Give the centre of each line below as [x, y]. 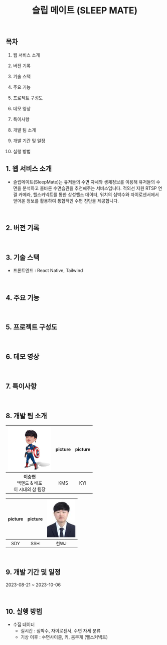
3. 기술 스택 [23, 257]
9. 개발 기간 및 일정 [33, 572]
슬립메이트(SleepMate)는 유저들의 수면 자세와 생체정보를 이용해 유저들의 [84, 182]
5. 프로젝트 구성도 [32, 327]
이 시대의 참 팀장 [30, 489]
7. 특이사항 [21, 386]
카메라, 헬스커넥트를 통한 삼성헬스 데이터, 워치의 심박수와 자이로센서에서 [89, 195]
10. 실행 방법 [24, 611]
